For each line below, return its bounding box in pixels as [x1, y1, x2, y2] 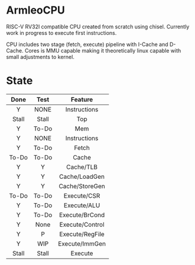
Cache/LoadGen [58, 172, 105, 181]
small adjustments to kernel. [6, 53, 75, 60]
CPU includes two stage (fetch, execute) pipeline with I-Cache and [6, 41, 168, 48]
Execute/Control [59, 220, 105, 228]
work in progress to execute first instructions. [6, 29, 117, 36]
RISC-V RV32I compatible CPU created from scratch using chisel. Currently [6, 23, 190, 30]
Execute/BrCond [58, 211, 105, 219]
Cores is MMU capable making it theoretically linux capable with [24, 47, 181, 54]
